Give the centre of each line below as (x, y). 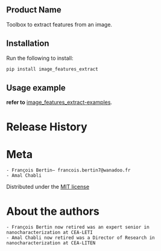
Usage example (36, 88)
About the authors (53, 211)
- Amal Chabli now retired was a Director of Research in (80, 238)
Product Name (34, 10)
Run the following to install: (40, 58)
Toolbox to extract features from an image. (59, 24)
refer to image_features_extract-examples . (59, 103)
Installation (28, 44)
